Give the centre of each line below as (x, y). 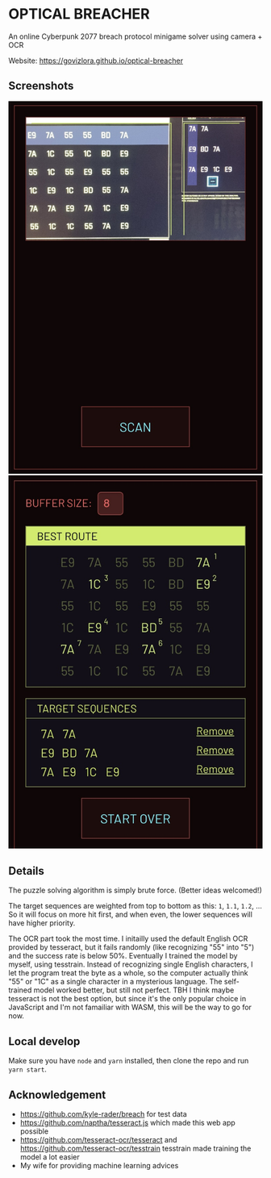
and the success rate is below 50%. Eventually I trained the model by (123, 956)
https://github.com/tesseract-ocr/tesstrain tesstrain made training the (135, 1148)
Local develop (44, 1041)
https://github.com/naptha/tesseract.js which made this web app (127, 1122)
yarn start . (27, 1069)
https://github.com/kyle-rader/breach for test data (103, 1113)
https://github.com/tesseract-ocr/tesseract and (98, 1139)
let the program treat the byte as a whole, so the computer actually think (128, 973)
